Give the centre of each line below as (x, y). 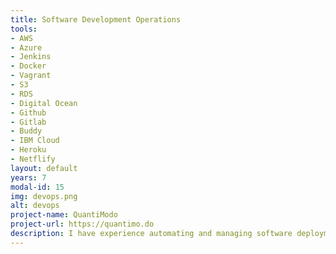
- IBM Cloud (35, 141)
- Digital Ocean (44, 103)
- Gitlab (28, 122)
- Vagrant (31, 76)
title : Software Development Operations (96, 19)
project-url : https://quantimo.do (82, 224)
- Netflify (33, 159)
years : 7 (28, 177)
